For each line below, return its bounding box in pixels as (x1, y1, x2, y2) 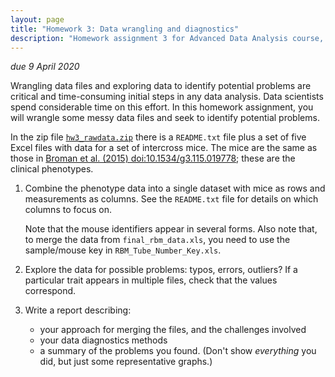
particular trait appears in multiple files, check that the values (24, 274, 278, 286)
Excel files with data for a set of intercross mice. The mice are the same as (10, 142, 318, 154)
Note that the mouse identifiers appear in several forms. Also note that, (24, 223, 318, 235)
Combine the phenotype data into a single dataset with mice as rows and (24, 182, 326, 195)
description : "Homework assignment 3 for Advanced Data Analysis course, (10, 33, 325, 43)
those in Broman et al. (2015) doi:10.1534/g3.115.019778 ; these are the (10, 152, 296, 165)
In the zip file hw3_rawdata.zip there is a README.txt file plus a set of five (10, 131, 307, 143)
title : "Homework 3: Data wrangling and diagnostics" (10, 24, 240, 34)
